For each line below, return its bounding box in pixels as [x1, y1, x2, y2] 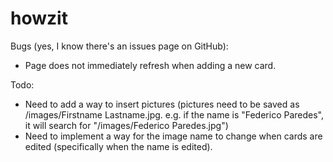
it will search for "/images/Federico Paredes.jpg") [24, 119, 229, 131]
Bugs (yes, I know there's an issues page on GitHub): [10, 40, 229, 52]
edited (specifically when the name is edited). [24, 140, 213, 152]
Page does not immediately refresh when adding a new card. [24, 59, 277, 71]
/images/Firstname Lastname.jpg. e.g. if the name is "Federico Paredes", [24, 108, 325, 121]
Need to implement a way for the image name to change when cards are [24, 130, 323, 142]
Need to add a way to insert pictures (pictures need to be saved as [24, 98, 300, 110]
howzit [10, 7, 68, 30]
